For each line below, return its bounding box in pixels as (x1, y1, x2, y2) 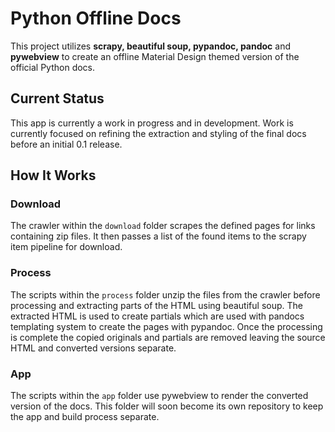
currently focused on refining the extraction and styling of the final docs (10, 127, 307, 139)
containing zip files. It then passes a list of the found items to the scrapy (10, 230, 307, 242)
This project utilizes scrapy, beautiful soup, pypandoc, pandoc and (10, 40, 292, 52)
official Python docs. (10, 61, 96, 73)
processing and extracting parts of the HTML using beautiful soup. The (10, 299, 303, 311)
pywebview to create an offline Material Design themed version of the (10, 50, 300, 62)
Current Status (10, 90, 105, 107)
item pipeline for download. (10, 241, 123, 253)
